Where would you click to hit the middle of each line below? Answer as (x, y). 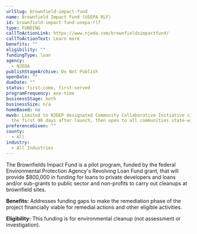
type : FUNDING (23, 28)
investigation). (23, 225)
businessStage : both (31, 99)
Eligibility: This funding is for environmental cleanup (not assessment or (94, 218)
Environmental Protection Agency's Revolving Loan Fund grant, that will (92, 171)
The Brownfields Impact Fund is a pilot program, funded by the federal (91, 164)
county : (16, 132)
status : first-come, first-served (48, 88)
